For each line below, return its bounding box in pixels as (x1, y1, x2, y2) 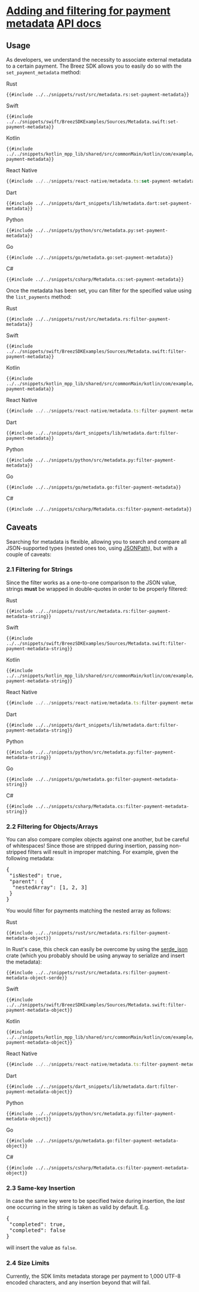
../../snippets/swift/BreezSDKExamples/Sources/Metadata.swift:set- (6, 119, 179, 125)
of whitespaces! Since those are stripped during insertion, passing (6, 842, 169, 850)
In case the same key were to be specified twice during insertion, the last (6, 1198, 185, 1205)
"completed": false (9, 1227, 66, 1234)
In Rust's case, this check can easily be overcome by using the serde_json (6, 946, 188, 953)
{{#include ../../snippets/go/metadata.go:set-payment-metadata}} (6, 254, 174, 261)
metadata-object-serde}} (6, 975, 68, 981)
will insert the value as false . (6, 1244, 77, 1251)
